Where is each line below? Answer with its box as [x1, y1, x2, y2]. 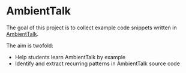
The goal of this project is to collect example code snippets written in [6, 24, 177, 31]
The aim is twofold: [6, 42, 54, 49]
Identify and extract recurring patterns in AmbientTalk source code [14, 60, 180, 67]
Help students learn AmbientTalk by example [14, 53, 126, 60]
